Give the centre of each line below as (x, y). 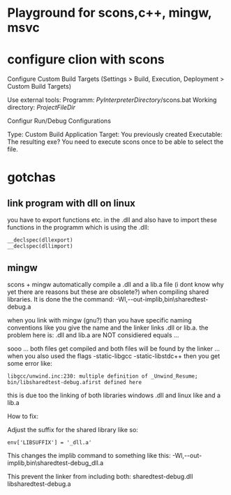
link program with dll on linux (72, 203)
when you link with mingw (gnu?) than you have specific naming (99, 320)
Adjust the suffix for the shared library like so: (73, 429)
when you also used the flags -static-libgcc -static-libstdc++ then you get (114, 356)
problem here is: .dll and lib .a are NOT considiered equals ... (93, 335)
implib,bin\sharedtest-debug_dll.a (55, 463)
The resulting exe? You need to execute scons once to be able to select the (115, 142)
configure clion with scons (86, 60)
